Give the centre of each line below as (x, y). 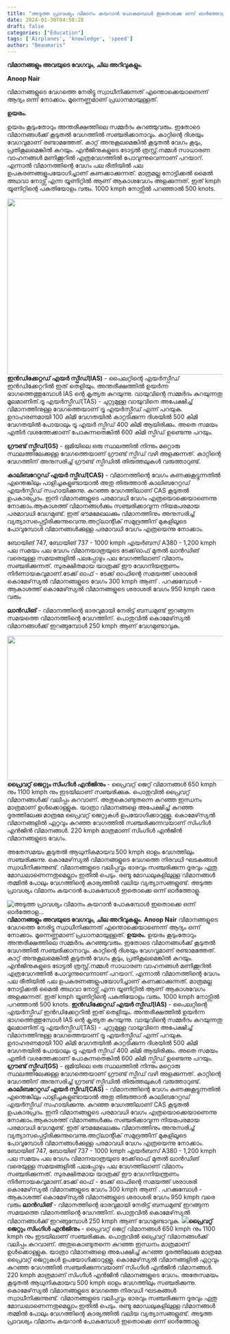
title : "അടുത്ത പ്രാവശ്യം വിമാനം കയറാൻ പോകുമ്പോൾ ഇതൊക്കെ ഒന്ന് (102, 13)
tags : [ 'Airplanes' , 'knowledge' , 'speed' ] (70, 39)
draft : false (26, 26)
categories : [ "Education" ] (46, 33)
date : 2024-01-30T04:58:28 (46, 20)
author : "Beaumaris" (37, 45)
